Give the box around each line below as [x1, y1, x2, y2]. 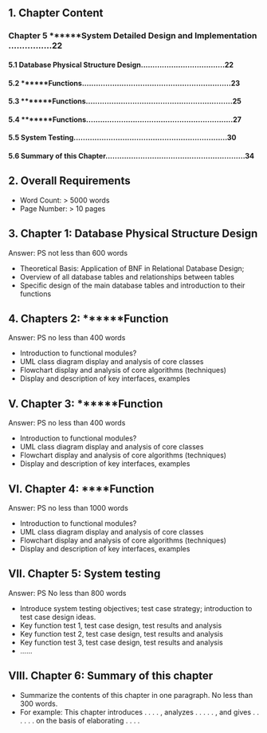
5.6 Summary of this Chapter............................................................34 [8, 151, 255, 160]
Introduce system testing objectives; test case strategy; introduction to [19, 603, 253, 613]
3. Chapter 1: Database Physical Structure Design [8, 227, 258, 241]
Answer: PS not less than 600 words [8, 248, 128, 257]
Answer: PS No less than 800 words [8, 588, 127, 598]
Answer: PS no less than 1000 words [8, 503, 129, 512]
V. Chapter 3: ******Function [8, 397, 163, 410]
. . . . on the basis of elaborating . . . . [19, 715, 140, 725]
